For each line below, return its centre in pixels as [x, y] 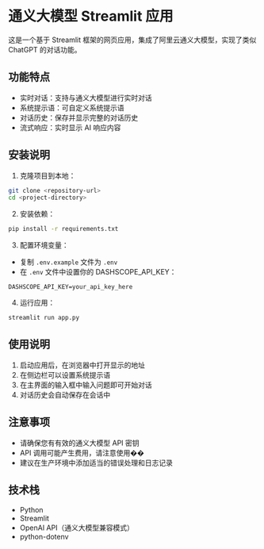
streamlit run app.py [44, 318]
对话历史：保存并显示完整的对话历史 [79, 117]
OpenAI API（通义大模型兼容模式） [77, 528]
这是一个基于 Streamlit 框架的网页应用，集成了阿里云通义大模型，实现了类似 [132, 40]
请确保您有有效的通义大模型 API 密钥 [80, 443]
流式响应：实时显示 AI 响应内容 [70, 127]
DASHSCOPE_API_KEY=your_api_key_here [71, 287]
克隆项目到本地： [48, 175]
